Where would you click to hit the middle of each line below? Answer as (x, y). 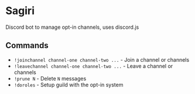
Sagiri (20, 11)
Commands (27, 46)
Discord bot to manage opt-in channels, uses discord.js (72, 27)
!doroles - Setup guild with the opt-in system (69, 85)
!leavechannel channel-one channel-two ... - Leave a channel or (93, 66)
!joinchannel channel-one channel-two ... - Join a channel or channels (102, 59)
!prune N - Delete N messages (50, 78)
